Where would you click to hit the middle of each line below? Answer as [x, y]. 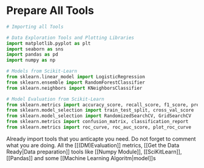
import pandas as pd [32, 55]
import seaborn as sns [35, 49]
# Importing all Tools [35, 27]
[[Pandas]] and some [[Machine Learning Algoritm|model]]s [81, 158]
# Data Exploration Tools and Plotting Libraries [70, 38]
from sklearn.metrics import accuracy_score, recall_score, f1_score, [97, 105]
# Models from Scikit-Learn [42, 71]
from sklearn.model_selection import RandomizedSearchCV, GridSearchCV [99, 116]
